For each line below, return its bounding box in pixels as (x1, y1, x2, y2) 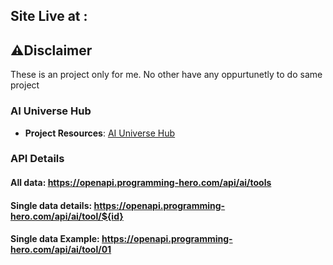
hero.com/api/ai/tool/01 (10, 244, 112, 256)
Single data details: (10, 199, 93, 211)
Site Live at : (10, 8, 88, 25)
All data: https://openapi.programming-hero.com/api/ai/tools (10, 177, 272, 189)
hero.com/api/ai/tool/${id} (10, 210, 124, 222)
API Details (10, 152, 65, 166)
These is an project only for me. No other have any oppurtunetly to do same (10, 69, 323, 81)
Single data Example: (10, 233, 100, 245)
